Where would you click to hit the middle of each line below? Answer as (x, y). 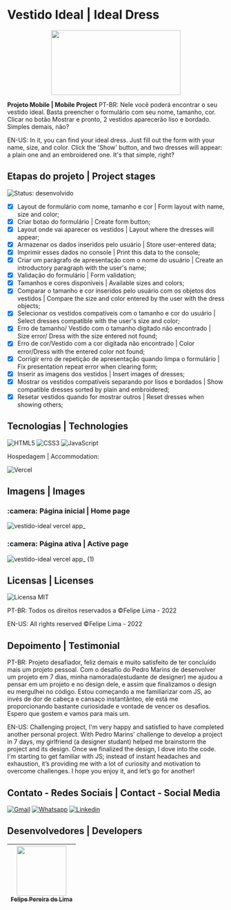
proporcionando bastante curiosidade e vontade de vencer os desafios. (109, 706)
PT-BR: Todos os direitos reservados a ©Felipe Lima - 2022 (92, 610)
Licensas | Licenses (51, 580)
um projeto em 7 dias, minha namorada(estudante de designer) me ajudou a (115, 677)
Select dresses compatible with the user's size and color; (99, 321)
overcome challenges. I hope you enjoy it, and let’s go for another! (101, 771)
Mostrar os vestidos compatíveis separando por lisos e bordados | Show (120, 381)
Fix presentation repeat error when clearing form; (87, 367)
